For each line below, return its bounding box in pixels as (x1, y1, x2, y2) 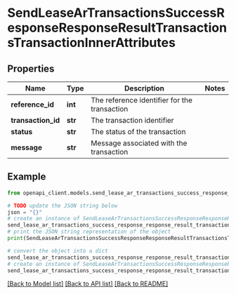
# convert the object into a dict (7, 247, 109, 254)
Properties (7, 62, 55, 74)
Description (124, 83, 165, 93)
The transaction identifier (91, 116, 174, 125)
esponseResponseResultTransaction (7, 20, 227, 36)
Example (7, 171, 46, 183)
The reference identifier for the (91, 95, 193, 105)
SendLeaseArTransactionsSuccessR (7, 5, 225, 21)
